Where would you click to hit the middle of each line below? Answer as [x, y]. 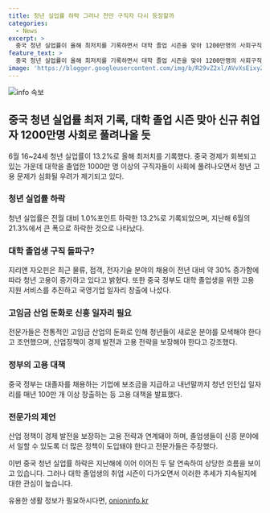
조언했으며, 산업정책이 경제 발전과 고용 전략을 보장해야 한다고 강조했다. [127, 342]
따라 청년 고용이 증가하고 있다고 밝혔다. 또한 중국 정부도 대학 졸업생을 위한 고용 [131, 280]
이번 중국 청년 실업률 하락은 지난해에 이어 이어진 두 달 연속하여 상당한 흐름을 [127, 463]
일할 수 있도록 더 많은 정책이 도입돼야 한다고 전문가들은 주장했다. [117, 446]
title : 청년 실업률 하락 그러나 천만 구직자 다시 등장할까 [91, 16]
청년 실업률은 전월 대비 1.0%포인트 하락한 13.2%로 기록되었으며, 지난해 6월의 [129, 217]
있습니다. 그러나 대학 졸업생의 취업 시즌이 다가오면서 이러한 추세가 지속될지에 [137, 474]
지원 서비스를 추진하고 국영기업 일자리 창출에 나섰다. [90, 290]
